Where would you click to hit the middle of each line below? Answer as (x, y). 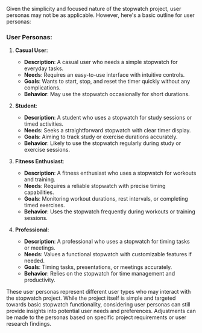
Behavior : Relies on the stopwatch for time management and (99, 274)
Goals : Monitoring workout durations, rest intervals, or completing (106, 199)
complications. (42, 88)
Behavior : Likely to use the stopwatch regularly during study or (103, 143)
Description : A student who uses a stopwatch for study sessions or (108, 118)
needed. (34, 261)
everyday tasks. (44, 68)
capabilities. (39, 192)
